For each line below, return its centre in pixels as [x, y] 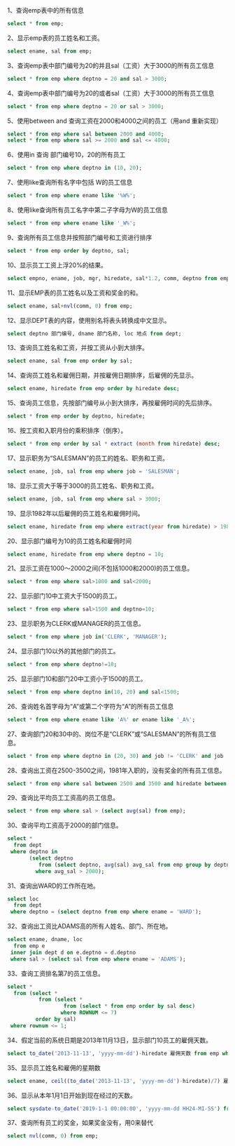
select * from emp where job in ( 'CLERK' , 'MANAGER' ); [87, 637]
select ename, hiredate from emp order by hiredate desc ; [93, 389]
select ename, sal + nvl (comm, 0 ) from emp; [70, 306]
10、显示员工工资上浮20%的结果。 [57, 265]
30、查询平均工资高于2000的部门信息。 [65, 825]
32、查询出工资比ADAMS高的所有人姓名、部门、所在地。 [90, 926]
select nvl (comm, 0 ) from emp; [53, 1136]
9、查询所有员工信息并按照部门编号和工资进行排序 [80, 237]
